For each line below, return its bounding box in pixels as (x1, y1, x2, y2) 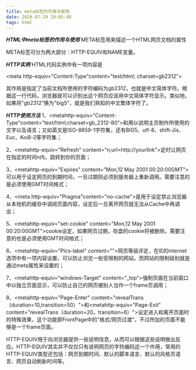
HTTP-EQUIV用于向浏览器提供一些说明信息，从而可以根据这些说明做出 (6, 336, 176, 343)
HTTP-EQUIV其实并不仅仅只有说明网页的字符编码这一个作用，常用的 (16, 343, 181, 350)
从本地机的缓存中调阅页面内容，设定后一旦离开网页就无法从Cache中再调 (6, 200, 180, 208)
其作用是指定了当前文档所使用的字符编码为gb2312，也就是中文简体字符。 (6, 85, 183, 92)
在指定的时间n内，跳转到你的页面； (6, 153, 92, 161)
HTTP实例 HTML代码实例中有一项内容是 (6, 61, 103, 68)
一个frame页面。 (16, 323, 57, 331)
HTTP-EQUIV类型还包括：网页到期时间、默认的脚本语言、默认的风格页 (6, 351, 176, 358)
